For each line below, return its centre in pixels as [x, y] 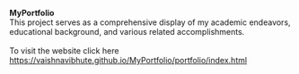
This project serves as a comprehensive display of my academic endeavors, [150, 22]
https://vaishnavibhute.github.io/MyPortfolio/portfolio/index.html [128, 60]
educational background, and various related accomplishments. [127, 32]
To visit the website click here [64, 51]
